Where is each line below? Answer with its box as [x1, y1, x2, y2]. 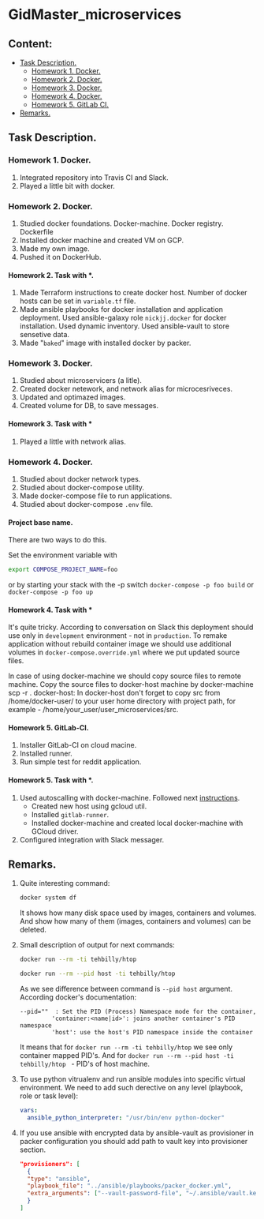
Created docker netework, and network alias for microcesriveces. [19, 384, 233, 394]
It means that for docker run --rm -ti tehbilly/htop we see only [19, 1042, 233, 1052]
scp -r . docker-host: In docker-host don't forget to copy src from [8, 688, 221, 698]
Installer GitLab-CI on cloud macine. [19, 741, 137, 750]
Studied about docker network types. [19, 474, 141, 483]
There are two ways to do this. [8, 535, 107, 545]
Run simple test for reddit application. [19, 757, 142, 767]
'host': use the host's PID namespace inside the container [51, 1029, 254, 1037]
